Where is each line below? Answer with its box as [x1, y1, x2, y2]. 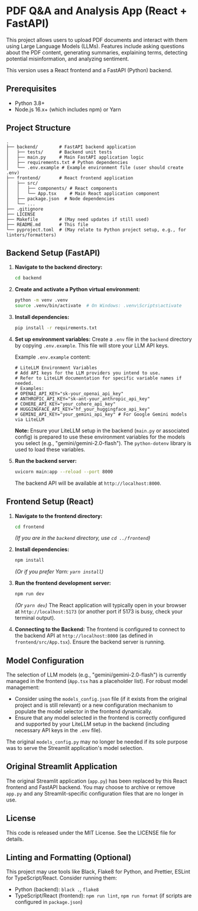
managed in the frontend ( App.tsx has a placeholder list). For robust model [6, 678, 188, 684]
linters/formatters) [6, 232, 57, 238]
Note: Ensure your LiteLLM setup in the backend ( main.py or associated [14, 427, 189, 434]
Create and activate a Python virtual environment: [14, 286, 141, 293]
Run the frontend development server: [14, 580, 111, 587]
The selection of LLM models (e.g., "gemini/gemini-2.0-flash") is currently [6, 671, 187, 678]
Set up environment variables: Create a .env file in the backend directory [14, 336, 192, 343]
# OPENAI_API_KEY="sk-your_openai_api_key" [14, 391, 124, 397]
